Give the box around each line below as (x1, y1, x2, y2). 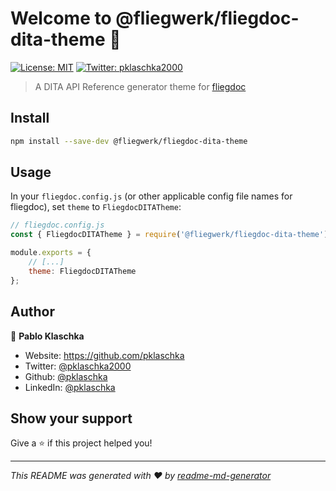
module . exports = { (10, 248, 92, 258)
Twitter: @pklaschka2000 (24, 360, 132, 372)
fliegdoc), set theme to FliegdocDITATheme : (10, 201, 182, 213)
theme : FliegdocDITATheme (28, 266, 137, 276)
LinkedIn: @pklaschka (24, 381, 116, 393)
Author (10, 303, 55, 321)
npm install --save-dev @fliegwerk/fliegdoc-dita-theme (10, 136, 248, 146)
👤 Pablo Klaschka (10, 330, 85, 342)
